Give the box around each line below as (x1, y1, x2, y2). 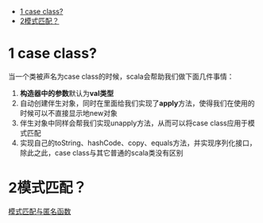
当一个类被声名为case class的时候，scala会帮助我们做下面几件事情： (8, 71, 234, 81)
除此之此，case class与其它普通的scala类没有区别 (19, 148, 184, 157)
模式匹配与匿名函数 (8, 206, 72, 216)
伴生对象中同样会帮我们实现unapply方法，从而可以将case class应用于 (19, 118, 249, 128)
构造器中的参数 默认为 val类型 (19, 88, 114, 98)
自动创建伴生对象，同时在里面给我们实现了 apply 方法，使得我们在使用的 (19, 98, 255, 108)
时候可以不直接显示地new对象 (19, 108, 118, 117)
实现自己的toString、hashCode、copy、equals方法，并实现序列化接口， (19, 138, 257, 148)
